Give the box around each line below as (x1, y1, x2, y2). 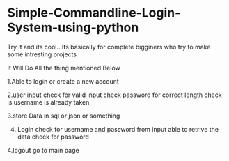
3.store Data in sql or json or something (7, 112, 120, 120)
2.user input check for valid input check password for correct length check (7, 91, 222, 99)
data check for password (17, 132, 89, 141)
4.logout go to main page (7, 146, 79, 154)
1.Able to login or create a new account (7, 77, 120, 85)
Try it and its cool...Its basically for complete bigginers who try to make (7, 43, 211, 51)
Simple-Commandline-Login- (7, 5, 181, 21)
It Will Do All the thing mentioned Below (7, 63, 120, 72)
